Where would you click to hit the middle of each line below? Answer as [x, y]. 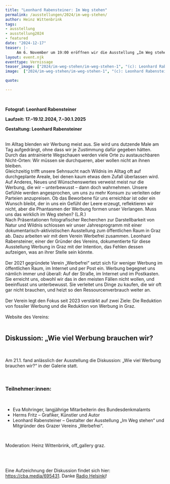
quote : [12, 81]
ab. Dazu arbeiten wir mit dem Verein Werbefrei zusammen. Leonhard [78, 236]
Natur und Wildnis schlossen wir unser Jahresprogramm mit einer [74, 225]
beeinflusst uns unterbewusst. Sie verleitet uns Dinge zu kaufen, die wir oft [83, 284]
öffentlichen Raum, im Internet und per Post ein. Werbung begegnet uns [80, 268]
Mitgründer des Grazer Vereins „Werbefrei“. [58, 426]
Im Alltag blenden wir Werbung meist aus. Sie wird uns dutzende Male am [82, 144]
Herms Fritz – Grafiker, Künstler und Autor [56, 415]
